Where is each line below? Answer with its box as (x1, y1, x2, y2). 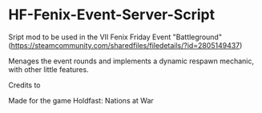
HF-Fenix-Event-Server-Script (8, 6, 215, 24)
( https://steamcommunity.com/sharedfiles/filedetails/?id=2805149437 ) (8, 40, 243, 50)
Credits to (8, 80, 41, 90)
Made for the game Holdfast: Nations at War (8, 95, 154, 105)
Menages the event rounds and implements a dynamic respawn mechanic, (8, 56, 255, 66)
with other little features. (8, 64, 90, 74)
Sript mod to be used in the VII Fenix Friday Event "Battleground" (8, 32, 223, 42)
